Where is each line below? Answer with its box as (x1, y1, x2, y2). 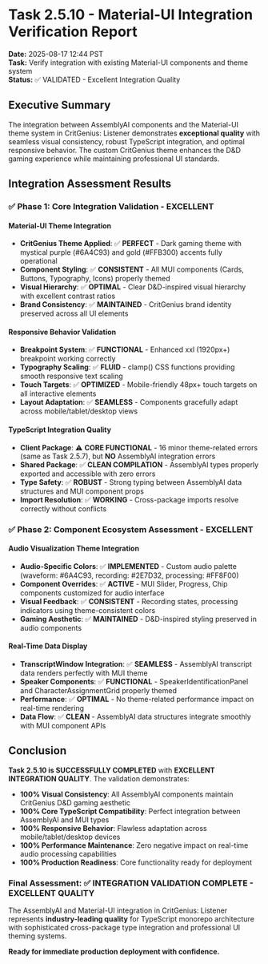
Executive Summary (8, 99, 111, 112)
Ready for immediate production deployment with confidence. (8, 947, 220, 957)
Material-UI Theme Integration (8, 220, 112, 230)
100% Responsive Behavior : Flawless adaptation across (19, 823, 207, 833)
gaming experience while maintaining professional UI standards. (8, 154, 220, 163)
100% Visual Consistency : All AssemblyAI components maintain (19, 789, 234, 799)
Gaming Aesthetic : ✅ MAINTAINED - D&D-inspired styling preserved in (19, 614, 258, 623)
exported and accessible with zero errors (19, 469, 156, 478)
